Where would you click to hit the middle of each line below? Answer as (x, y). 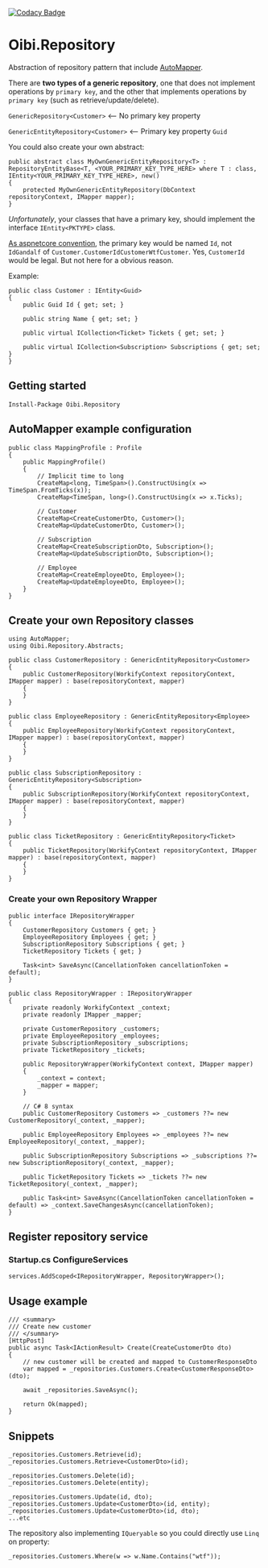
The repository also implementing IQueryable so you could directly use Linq (134, 1533)
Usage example (48, 1301)
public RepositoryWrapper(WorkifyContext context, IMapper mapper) (138, 1064)
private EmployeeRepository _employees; (91, 1036)
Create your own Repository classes (101, 620)
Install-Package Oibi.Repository (64, 404)
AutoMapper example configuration (100, 429)
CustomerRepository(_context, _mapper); (77, 1121)
